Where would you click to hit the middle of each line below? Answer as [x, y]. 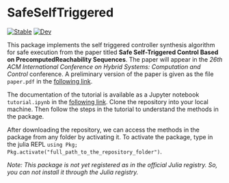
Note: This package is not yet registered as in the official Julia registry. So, [112, 164]
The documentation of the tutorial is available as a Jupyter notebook [103, 95]
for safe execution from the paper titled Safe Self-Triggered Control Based [113, 52]
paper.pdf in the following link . [50, 81]
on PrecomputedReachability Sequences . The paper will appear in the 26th [115, 59]
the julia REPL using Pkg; [43, 144]
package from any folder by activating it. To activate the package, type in [110, 137]
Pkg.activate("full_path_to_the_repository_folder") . [84, 151]
